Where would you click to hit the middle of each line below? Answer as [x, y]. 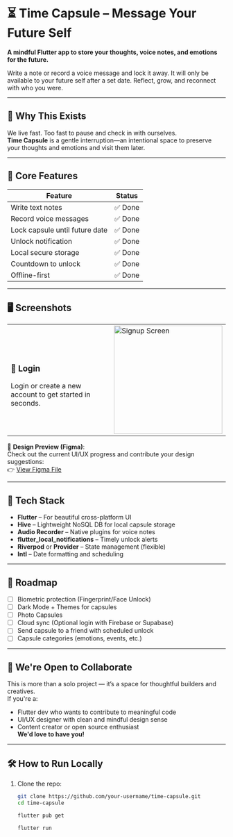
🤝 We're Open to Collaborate [70, 667]
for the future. [28, 59]
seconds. [26, 404]
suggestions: [26, 462]
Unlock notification [42, 241]
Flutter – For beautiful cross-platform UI [74, 517]
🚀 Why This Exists [47, 116]
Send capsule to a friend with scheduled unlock [85, 631]
